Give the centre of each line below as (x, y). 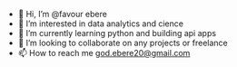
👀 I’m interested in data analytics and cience (101, 24)
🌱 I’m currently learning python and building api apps (117, 33)
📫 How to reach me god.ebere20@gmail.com (104, 53)
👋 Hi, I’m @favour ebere (62, 14)
